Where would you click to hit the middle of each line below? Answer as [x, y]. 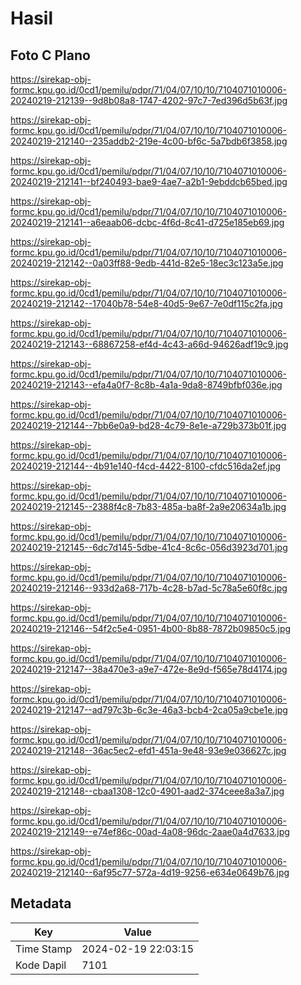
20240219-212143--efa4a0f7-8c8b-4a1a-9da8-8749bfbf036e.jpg [146, 385]
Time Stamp [44, 949]
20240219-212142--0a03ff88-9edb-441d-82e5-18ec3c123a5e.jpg [147, 263]
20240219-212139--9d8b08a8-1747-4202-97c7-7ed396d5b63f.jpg [149, 100]
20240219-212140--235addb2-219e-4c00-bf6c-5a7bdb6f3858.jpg [149, 141]
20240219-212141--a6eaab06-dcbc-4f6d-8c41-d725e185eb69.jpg [147, 222]
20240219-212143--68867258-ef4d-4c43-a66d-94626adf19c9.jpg [149, 344]
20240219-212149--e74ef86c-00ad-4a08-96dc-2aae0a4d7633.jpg [150, 831]
